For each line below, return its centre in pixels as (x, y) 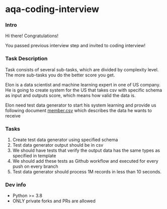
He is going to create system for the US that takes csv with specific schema (84, 90)
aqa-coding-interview (52, 9)
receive (13, 116)
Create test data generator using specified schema (65, 140)
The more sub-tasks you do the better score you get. (60, 75)
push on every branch (35, 166)
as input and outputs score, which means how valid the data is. (70, 95)
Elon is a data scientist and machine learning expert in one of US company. (83, 84)
